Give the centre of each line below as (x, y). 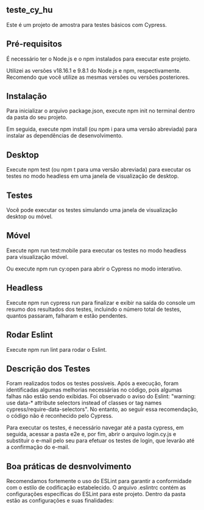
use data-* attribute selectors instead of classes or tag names (84, 403)
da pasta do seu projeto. (37, 117)
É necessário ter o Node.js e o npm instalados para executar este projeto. (98, 59)
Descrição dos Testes (48, 369)
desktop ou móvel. (30, 217)
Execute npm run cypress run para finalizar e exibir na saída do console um (101, 302)
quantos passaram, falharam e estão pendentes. (67, 315)
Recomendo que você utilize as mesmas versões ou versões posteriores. (98, 77)
